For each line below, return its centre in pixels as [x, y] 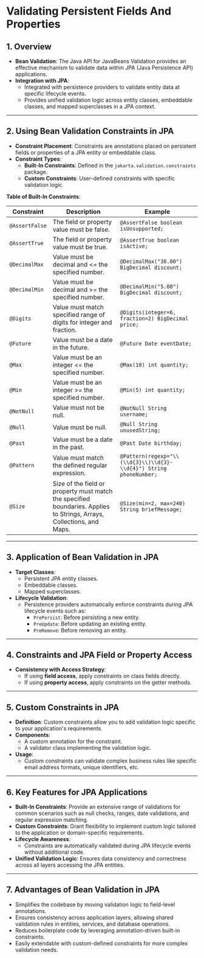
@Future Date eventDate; [156, 343]
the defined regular [80, 465]
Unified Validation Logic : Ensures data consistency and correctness [101, 859]
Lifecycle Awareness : [43, 839]
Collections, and [76, 522]
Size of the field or [79, 483]
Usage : [24, 754]
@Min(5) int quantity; [153, 390]
